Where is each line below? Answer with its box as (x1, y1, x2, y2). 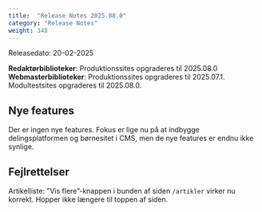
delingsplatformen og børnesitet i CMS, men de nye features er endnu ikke (8, 133, 254, 143)
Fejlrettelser (8, 165, 70, 179)
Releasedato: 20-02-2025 (8, 49, 94, 58)
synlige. (8, 142, 34, 151)
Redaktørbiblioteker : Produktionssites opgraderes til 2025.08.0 (8, 64, 218, 73)
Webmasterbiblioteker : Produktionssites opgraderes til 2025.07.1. (8, 73, 225, 82)
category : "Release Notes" (8, 19, 98, 27)
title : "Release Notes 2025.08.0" (8, 11, 127, 20)
